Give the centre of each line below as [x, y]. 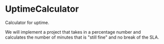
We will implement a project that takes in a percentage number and [73, 32]
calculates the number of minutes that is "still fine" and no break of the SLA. [82, 37]
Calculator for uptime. [27, 22]
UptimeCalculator [42, 9]
